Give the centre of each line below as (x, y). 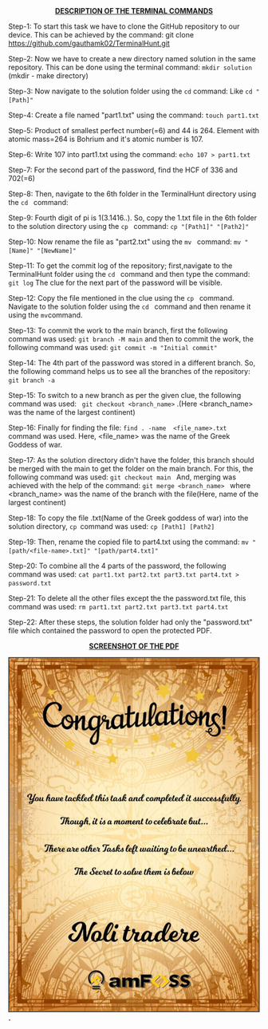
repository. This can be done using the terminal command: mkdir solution (130, 67)
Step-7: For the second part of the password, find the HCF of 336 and (123, 170)
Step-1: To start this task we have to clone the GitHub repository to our (124, 26)
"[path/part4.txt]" (126, 551)
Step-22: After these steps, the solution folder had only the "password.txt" (130, 622)
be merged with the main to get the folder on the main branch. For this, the (131, 469)
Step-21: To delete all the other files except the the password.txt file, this (127, 598)
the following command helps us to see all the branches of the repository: (129, 371)
